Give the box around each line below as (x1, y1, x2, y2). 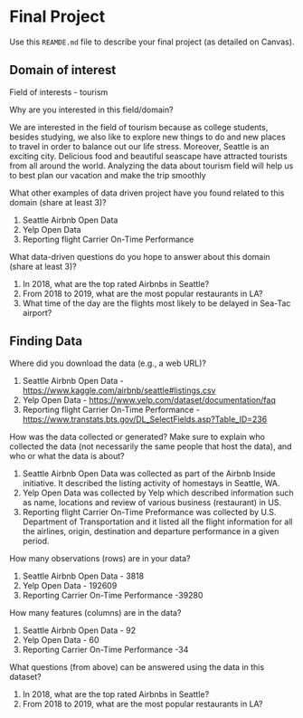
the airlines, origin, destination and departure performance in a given (22, 525, 279, 536)
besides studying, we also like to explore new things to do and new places (9, 131, 287, 142)
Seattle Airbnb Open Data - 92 (22, 625, 137, 636)
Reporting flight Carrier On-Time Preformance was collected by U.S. (22, 506, 277, 517)
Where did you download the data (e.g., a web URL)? (9, 358, 206, 369)
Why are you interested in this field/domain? (9, 104, 174, 115)
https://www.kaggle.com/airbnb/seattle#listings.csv (22, 385, 216, 396)
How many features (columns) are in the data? (9, 607, 182, 617)
